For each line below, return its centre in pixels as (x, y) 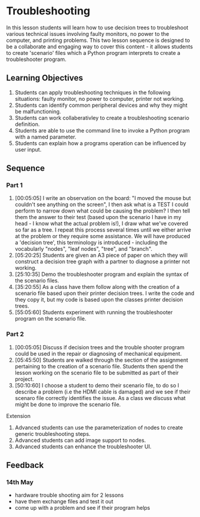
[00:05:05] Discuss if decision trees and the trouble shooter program (100, 347)
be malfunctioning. (38, 111)
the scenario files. (37, 281)
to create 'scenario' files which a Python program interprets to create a (93, 53)
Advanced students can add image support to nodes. (80, 440)
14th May (20, 482)
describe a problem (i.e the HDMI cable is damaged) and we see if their (103, 392)
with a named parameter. (45, 137)
